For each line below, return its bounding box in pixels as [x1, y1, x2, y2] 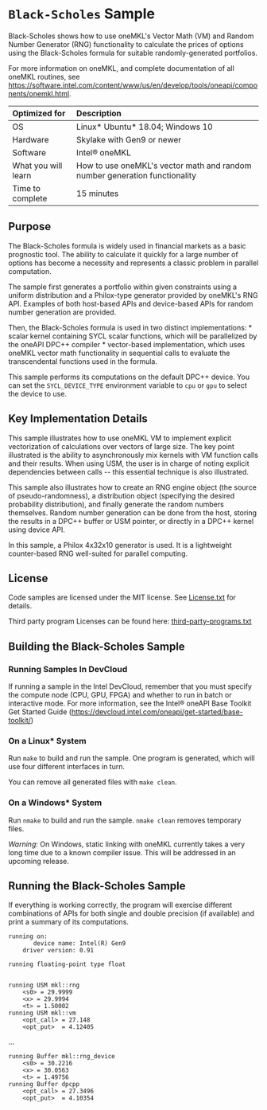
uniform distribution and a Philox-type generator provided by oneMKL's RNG [8, 290, 258, 299]
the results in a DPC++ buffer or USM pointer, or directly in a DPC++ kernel [8, 516, 254, 526]
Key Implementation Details [8, 412, 149, 426]
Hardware [12, 134, 49, 145]
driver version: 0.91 [22, 947, 94, 955]
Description [76, 107, 122, 119]
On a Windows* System [8, 797, 103, 808]
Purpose [8, 220, 52, 233]
